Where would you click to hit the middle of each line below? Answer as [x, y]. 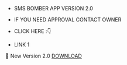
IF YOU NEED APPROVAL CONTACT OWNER [68, 19]
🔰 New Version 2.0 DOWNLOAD [44, 56]
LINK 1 [22, 45]
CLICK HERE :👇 [32, 31]
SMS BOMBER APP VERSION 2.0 [53, 8]
